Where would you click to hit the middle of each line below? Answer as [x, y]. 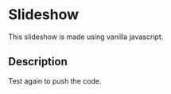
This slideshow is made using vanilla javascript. [86, 37]
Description [38, 62]
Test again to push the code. [55, 80]
